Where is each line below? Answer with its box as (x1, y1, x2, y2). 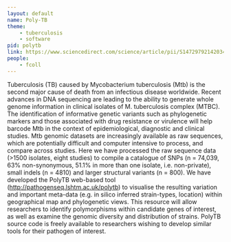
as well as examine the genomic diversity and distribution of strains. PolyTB (7, 212, 221, 221)
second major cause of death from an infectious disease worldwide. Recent (7, 88, 221, 96)
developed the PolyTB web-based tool (7, 175, 116, 183)
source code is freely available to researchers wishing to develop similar (7, 219, 212, 228)
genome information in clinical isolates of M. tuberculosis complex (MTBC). (7, 102, 220, 110)
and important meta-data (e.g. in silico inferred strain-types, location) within (7, 190, 223, 199)
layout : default (7, 10, 54, 17)
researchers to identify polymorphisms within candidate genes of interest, (7, 205, 217, 213)
